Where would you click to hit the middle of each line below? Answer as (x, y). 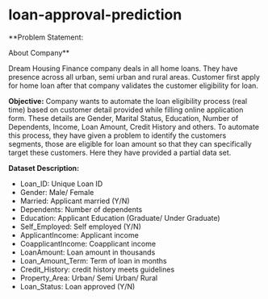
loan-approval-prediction (95, 15)
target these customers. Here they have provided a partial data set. (120, 152)
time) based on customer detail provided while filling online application (126, 110)
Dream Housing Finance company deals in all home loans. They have (123, 68)
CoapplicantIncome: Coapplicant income (88, 243)
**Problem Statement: (46, 37)
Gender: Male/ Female (57, 192)
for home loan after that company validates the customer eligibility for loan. (133, 85)
